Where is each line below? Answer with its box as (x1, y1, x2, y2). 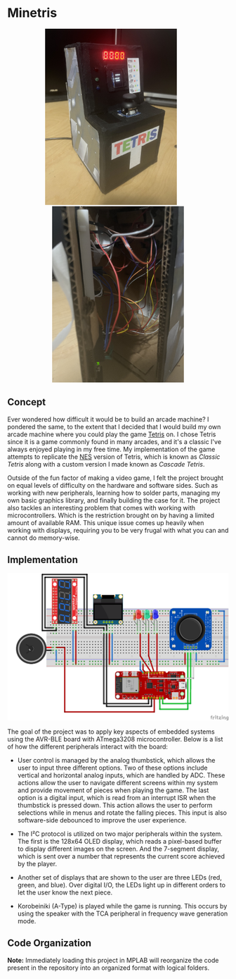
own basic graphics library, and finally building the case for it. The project (7, 495, 221, 505)
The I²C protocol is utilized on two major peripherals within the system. (17, 830, 223, 838)
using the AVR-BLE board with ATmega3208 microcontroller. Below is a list (7, 734, 223, 743)
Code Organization (7, 937, 92, 949)
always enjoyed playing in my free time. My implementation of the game (7, 445, 216, 453)
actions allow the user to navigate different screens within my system (17, 778, 218, 787)
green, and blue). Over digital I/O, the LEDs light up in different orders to (17, 880, 226, 889)
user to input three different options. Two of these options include (17, 763, 208, 772)
